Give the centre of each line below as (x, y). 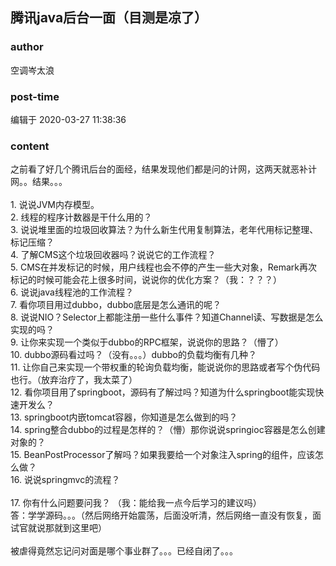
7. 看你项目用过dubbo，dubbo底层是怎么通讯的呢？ (116, 305)
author (27, 47)
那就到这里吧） (75, 528)
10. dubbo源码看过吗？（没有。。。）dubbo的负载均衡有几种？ (133, 355)
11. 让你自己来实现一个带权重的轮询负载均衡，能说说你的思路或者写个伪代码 (165, 367)
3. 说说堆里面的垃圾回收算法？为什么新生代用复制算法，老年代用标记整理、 (164, 230)
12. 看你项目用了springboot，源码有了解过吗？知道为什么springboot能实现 (163, 392)
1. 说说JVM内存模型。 (55, 205)
